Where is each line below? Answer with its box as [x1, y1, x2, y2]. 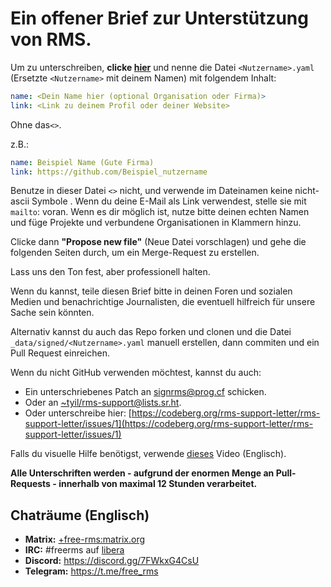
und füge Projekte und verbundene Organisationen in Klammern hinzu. [10, 217, 302, 229]
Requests [10, 478, 51, 490]
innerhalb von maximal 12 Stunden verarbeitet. [58, 478, 258, 490]
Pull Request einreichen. [10, 347, 110, 359]
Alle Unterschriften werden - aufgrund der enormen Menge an [10, 467, 275, 479]
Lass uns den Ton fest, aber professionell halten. [10, 266, 211, 278]
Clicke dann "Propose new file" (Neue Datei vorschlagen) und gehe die [10, 236, 307, 248]
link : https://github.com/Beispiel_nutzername [10, 167, 208, 177]
